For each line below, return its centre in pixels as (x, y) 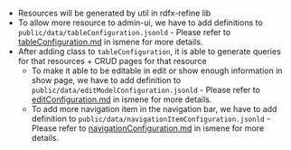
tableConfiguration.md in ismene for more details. (110, 42)
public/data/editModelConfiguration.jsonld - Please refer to (145, 90)
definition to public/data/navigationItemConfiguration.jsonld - (151, 118)
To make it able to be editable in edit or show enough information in (157, 70)
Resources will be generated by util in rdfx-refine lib (114, 13)
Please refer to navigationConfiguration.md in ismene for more (148, 128)
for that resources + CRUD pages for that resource (112, 61)
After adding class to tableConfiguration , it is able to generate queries (150, 52)
